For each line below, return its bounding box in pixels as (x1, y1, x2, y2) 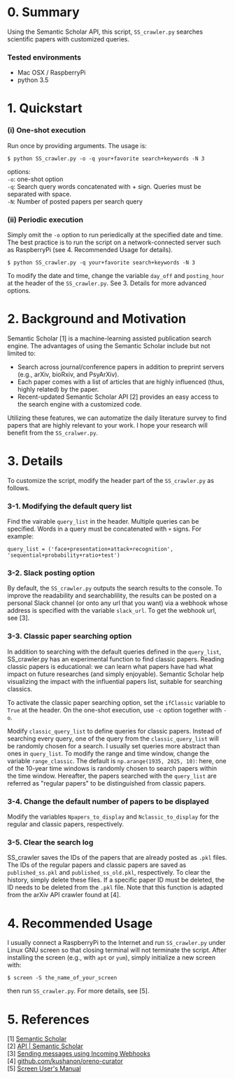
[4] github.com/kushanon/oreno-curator (7, 1057, 124, 1066)
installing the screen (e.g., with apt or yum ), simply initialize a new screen (7, 953, 215, 962)
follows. (7, 484, 30, 492)
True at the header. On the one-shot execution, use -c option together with (7, 706, 222, 714)
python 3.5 (17, 76, 49, 84)
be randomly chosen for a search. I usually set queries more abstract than (7, 741, 220, 750)
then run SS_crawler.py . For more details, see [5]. (7, 987, 150, 995)
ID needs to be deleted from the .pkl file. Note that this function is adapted (7, 883, 223, 892)
